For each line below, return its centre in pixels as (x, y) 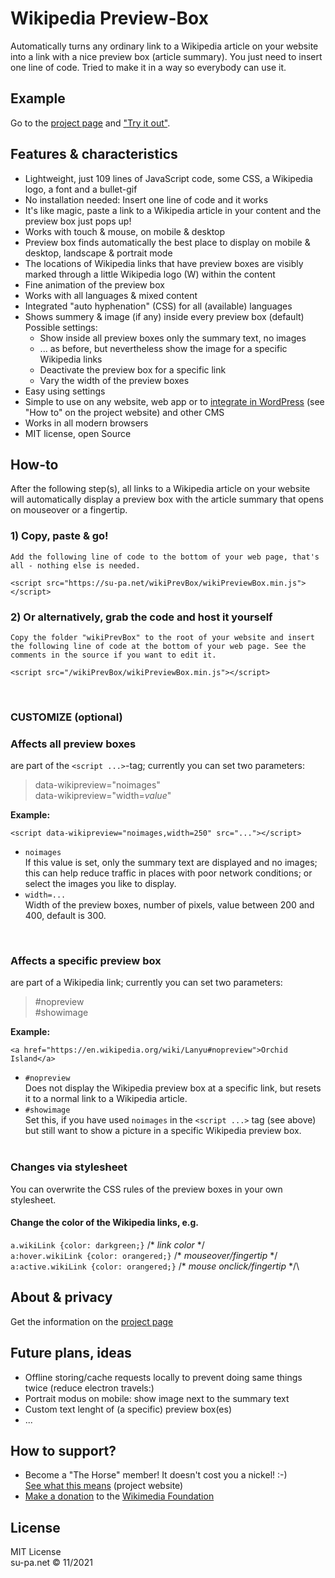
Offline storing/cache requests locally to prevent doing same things (163, 1377)
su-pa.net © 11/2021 (51, 1563)
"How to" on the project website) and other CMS (124, 412)
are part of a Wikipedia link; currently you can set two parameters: (146, 983)
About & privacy (61, 1297)
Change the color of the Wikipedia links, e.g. (104, 1223)
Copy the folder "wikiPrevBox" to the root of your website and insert (162, 637)
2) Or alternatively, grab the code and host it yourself (141, 617)
